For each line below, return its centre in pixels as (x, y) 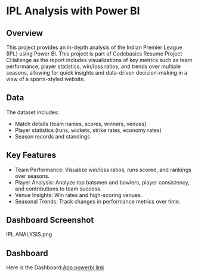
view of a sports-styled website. (46, 79)
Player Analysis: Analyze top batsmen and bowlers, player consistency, (102, 182)
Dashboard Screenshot (50, 220)
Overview (25, 33)
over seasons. (32, 176)
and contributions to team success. (58, 189)
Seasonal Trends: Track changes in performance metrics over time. (98, 201)
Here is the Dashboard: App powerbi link (55, 267)
